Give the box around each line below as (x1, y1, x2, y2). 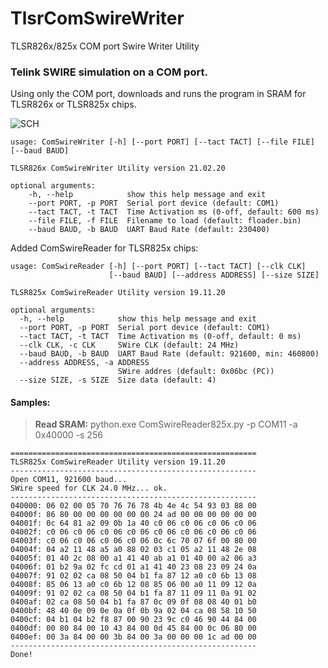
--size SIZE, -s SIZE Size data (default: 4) (19, 375, 217, 386)
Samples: (10, 396, 51, 408)
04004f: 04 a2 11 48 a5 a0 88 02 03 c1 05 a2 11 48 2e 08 (10, 545, 257, 555)
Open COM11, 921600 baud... (10, 475, 128, 485)
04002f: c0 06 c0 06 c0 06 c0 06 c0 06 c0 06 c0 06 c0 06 (10, 527, 257, 537)
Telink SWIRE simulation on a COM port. (10, 65, 208, 79)
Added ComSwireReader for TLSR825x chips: (10, 242, 199, 254)
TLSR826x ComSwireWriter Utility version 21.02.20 (10, 163, 226, 174)
